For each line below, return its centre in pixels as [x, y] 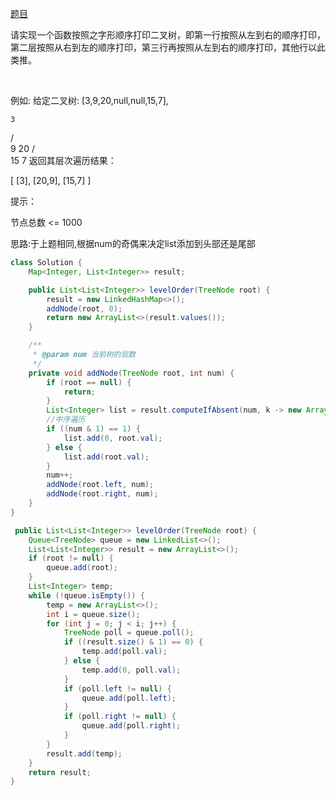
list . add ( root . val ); [106, 457]
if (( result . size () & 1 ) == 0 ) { [133, 642]
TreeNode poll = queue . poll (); [129, 633]
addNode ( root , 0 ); [84, 308]
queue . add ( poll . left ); [129, 698]
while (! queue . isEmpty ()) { [86, 595]
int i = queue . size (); [93, 614]
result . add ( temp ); [84, 753]
